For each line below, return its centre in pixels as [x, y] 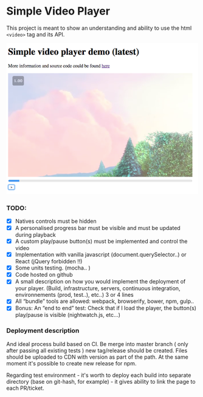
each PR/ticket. [25, 388]
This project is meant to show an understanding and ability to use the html [99, 28]
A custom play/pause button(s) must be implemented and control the [101, 241]
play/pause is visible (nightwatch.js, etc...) [67, 315]
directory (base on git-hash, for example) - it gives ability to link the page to [101, 381]
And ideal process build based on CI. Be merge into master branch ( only [97, 344]
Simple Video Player [58, 11]
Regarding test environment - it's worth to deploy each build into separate [99, 375]
